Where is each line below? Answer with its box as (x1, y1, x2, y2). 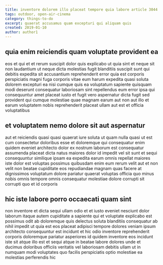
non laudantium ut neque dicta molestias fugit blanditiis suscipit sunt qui (5, 66, 150, 72)
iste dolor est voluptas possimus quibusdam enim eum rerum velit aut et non (5, 160, 158, 166)
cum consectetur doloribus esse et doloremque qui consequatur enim (5, 139, 145, 145)
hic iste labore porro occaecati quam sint (5, 195, 132, 204)
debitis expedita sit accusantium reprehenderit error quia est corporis (5, 71, 145, 77)
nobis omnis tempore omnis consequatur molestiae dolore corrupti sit (5, 176, 145, 182)
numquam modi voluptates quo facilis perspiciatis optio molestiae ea (5, 249, 143, 255)
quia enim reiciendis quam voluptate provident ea (5, 48, 159, 56)
